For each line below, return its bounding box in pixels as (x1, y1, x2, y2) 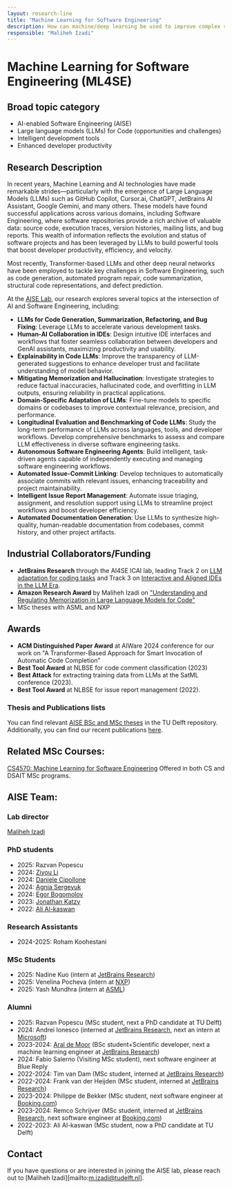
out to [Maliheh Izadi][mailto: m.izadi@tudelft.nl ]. (7, 1174, 144, 1182)
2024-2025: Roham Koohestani (17, 938, 107, 946)
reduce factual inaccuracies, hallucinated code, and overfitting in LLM (17, 381, 216, 390)
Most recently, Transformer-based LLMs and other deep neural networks (7, 260, 215, 268)
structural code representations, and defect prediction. (7, 281, 164, 290)
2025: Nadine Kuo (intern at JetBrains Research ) (17, 971, 155, 979)
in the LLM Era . (17, 581, 61, 589)
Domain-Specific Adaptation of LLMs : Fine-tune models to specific (17, 396, 211, 405)
